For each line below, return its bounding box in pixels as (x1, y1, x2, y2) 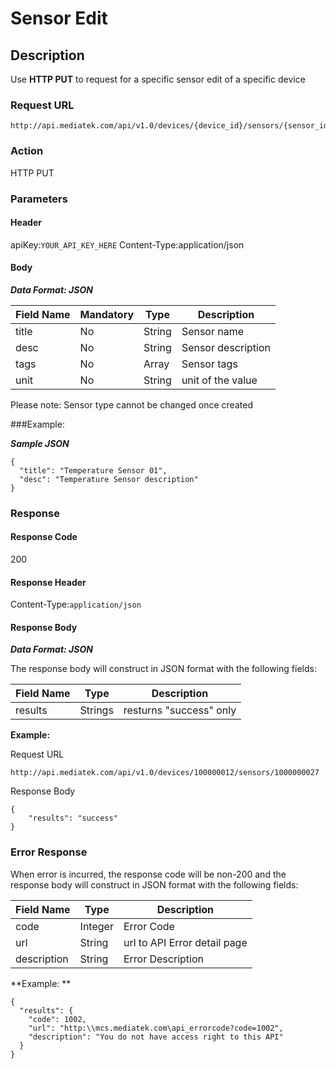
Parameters (10, 192, 68, 206)
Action (10, 144, 44, 158)
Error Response (10, 845, 88, 859)
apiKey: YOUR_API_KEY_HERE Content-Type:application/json (10, 238, 245, 251)
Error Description (123, 952, 204, 966)
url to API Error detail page (123, 935, 248, 949)
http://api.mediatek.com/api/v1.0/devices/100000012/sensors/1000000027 (10, 768, 320, 778)
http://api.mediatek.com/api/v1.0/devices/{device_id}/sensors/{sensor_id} (10, 121, 333, 131)
